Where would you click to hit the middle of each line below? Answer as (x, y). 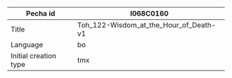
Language (27, 45)
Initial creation (33, 56)
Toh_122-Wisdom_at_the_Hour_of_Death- (146, 25)
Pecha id (40, 13)
